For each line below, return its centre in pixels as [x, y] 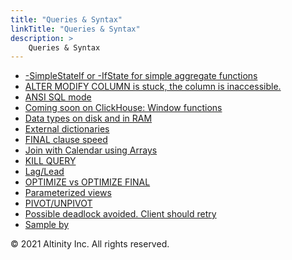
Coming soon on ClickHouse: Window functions [123, 108]
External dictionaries [67, 129]
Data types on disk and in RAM [88, 118]
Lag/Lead [44, 172]
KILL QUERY [50, 161]
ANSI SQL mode [58, 97]
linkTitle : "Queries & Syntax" [75, 29]
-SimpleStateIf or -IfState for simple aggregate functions [141, 76]
